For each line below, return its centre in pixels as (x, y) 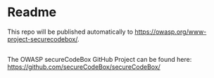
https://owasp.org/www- (171, 32)
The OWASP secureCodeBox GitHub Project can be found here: (100, 60)
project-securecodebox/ (43, 39)
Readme (32, 12)
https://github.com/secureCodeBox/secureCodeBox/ (84, 67)
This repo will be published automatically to (70, 32)
